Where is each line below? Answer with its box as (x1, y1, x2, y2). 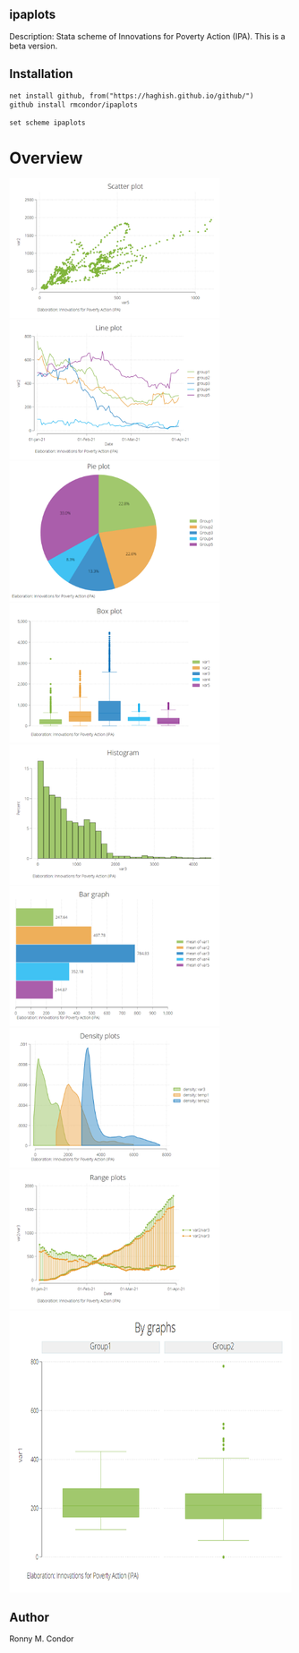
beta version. (9, 40, 58, 51)
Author (9, 1609, 49, 1624)
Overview (9, 148, 83, 168)
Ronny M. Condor (9, 1633, 74, 1644)
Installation (9, 66, 73, 81)
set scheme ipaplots (9, 118, 87, 127)
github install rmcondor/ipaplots (9, 100, 139, 109)
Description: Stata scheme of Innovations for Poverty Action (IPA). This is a (9, 30, 286, 41)
